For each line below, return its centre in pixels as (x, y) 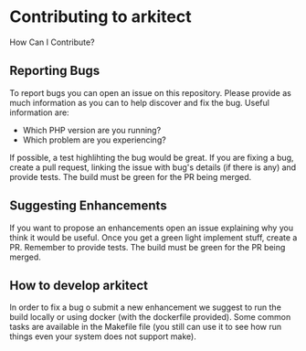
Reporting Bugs (55, 71)
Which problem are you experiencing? (94, 140)
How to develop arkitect (79, 285)
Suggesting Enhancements (88, 206)
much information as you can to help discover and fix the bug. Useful (139, 102)
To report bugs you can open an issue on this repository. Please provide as (151, 92)
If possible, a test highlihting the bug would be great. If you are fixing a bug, (152, 157)
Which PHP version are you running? (92, 130)
